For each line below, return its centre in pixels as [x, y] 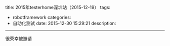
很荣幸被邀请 [18, 38]
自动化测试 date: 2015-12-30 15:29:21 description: [64, 23]
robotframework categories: [42, 17]
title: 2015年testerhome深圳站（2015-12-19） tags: [58, 7]
